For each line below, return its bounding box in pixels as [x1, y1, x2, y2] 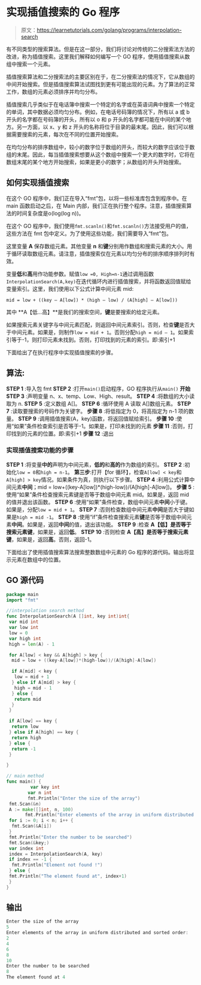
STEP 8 [58, 513, 77, 521]
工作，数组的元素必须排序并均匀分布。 [6, 88, 100, 95]
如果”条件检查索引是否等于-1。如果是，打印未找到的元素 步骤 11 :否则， [14, 422, 188, 430]
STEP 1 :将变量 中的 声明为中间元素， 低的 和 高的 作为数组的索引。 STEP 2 [6, 461, 182, 468]
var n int [28, 789, 52, 796]
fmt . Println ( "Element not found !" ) [11, 862, 103, 868]
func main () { [6, 779, 42, 785]
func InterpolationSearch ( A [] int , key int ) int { [6, 613, 130, 619]
